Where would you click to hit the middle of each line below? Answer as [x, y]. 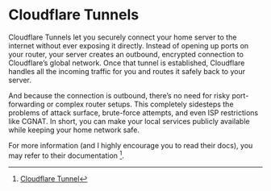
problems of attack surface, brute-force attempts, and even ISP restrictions [133, 112]
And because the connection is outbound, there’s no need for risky [119, 95]
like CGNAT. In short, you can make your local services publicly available [129, 121]
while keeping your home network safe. [74, 130]
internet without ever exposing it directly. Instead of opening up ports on [129, 45]
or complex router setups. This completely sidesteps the [140, 104]
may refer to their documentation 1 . [67, 155]
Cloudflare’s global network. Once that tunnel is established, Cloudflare [127, 63]
